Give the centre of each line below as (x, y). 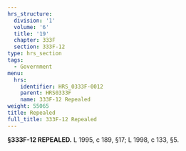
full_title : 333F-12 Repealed (52, 119)
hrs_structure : (30, 14)
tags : (15, 60)
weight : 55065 (29, 106)
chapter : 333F (35, 40)
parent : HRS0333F (46, 93)
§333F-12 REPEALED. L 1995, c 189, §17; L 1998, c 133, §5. (93, 140)
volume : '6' (32, 27)
